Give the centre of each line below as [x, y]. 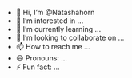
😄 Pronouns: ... [42, 58]
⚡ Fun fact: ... [38, 67]
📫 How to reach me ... [53, 47]
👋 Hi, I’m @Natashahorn [55, 12]
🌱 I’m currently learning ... [58, 29]
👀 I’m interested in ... [50, 21]
